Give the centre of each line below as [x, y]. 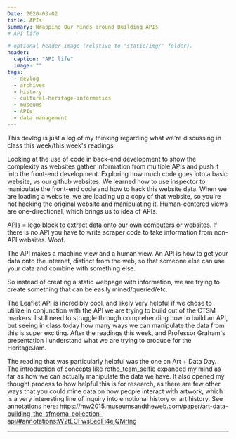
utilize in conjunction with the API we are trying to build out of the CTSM [112, 310]
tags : [15, 72]
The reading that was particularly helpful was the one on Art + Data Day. [112, 361]
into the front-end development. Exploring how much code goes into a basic [118, 173]
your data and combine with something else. [72, 268]
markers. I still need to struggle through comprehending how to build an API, [118, 317]
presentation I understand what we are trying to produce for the [99, 340]
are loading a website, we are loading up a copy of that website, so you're [114, 196]
